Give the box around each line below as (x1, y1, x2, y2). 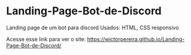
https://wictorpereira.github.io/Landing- (87, 35, 185, 42)
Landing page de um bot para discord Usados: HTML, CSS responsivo (6, 24, 179, 31)
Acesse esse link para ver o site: (6, 35, 86, 42)
